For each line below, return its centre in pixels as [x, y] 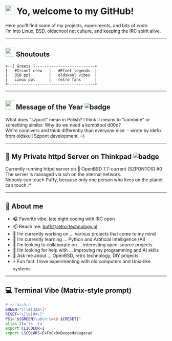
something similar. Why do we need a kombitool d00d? [63, 125]
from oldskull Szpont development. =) [45, 136]
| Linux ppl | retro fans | [51, 79]
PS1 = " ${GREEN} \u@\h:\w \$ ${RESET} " [43, 319]
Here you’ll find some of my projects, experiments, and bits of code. [77, 25]
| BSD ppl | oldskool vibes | [51, 75]
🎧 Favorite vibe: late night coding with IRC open [64, 219]
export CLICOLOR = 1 [25, 328]
